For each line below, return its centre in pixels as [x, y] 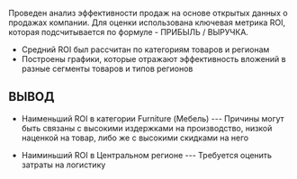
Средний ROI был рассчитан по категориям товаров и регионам [145, 49]
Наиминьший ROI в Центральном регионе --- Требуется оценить [146, 155]
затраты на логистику [63, 165]
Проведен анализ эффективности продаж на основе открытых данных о [148, 13]
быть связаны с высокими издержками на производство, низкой [147, 128]
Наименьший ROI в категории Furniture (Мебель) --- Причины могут [153, 118]
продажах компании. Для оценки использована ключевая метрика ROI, [147, 22]
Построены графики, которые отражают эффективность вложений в [153, 59]
